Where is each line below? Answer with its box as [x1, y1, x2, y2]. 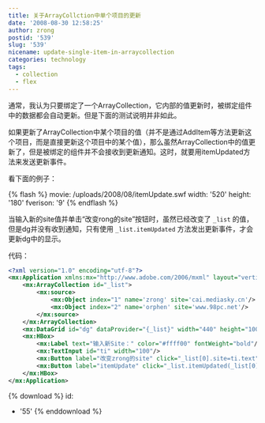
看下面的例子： [8, 173, 57, 183]
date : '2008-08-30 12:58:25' [8, 19, 104, 27]
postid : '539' [8, 33, 55, 42]
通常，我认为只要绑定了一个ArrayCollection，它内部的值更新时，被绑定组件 [8, 100, 252, 110]
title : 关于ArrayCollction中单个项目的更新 [8, 11, 142, 20]
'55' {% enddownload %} [19, 406, 103, 416]
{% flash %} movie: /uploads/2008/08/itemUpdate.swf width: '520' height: [8, 189, 252, 198]
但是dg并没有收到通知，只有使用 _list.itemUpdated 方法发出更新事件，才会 [8, 224, 254, 233]
